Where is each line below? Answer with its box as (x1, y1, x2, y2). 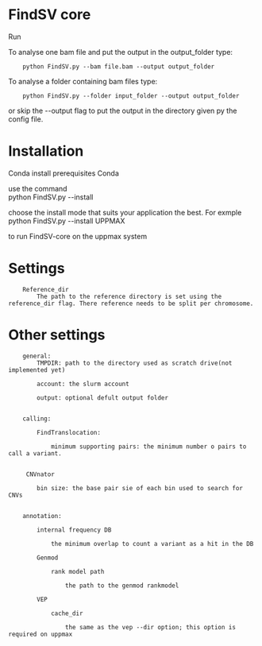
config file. (8, 114, 44, 124)
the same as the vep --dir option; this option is (64, 623, 237, 631)
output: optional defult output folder (37, 393, 169, 402)
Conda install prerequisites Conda (8, 168, 119, 178)
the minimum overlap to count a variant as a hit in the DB (50, 540, 254, 547)
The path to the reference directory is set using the (37, 292, 222, 300)
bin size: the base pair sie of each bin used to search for (37, 484, 244, 492)
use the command (8, 184, 67, 193)
